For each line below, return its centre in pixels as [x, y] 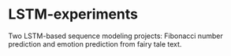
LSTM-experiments [73, 14]
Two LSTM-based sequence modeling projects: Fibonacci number [115, 36]
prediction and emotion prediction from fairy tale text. [95, 44]
